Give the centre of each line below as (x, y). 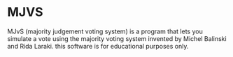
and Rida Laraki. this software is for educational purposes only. (98, 46)
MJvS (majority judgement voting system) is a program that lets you (105, 31)
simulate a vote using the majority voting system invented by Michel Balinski (117, 38)
